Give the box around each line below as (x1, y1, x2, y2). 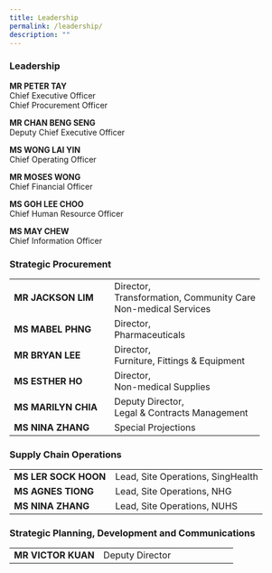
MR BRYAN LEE (14, 349, 81, 362)
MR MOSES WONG (9, 171, 81, 182)
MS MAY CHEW (9, 225, 70, 236)
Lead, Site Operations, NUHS (115, 499, 238, 512)
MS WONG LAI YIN (9, 144, 81, 155)
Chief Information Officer (9, 235, 102, 246)
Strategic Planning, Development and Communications (9, 526, 256, 539)
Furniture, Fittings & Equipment (114, 354, 246, 367)
